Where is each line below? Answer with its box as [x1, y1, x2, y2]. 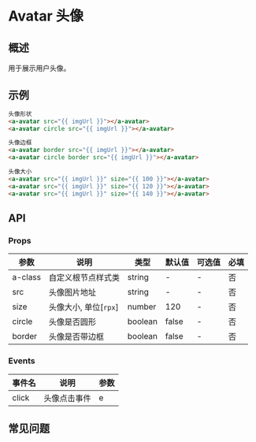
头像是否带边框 [48, 332, 105, 343]
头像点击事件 [43, 392, 92, 403]
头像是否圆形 [48, 317, 97, 328]
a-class [12, 272, 42, 283]
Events [8, 355, 35, 366]
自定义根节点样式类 [48, 273, 121, 284]
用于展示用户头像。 [8, 64, 71, 72]
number [127, 301, 157, 312]
